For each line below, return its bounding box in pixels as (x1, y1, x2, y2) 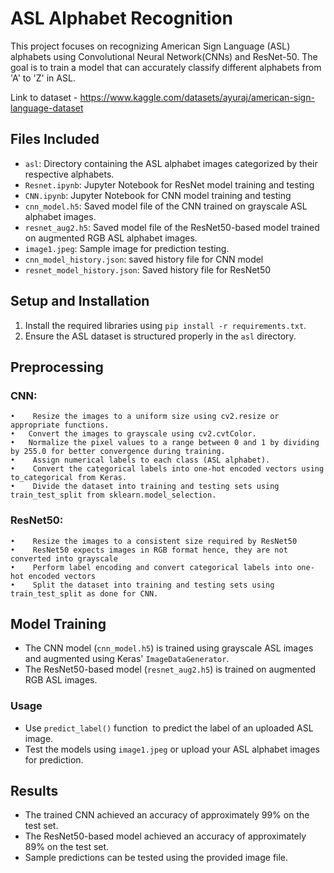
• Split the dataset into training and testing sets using (10, 580, 275, 590)
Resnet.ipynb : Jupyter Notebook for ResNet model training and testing (24, 178, 315, 191)
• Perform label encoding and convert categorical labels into (10, 562, 293, 572)
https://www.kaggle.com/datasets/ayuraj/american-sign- (79, 91, 315, 103)
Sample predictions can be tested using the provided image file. (24, 852, 289, 864)
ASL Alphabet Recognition (10, 7, 233, 30)
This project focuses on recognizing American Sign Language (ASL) (10, 40, 291, 52)
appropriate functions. (10, 420, 110, 431)
